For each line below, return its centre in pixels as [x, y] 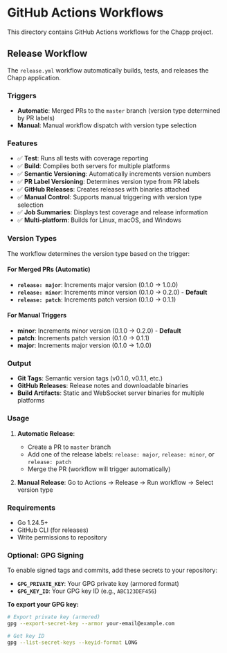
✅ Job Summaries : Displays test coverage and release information [112, 212]
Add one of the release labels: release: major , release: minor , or [121, 454]
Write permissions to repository [62, 537]
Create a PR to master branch [69, 447]
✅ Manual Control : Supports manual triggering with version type [109, 197]
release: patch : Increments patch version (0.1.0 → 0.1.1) [97, 300]
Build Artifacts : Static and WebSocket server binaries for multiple [111, 393]
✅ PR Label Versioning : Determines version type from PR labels [108, 182]
